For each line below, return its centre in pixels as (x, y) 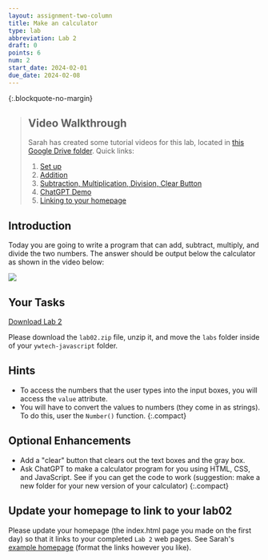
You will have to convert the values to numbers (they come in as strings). (140, 407)
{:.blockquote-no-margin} (51, 98)
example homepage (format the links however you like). (100, 547)
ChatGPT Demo (66, 192)
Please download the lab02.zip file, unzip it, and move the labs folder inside (134, 337)
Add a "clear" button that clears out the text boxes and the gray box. (132, 460)
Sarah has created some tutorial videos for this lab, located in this (136, 143)
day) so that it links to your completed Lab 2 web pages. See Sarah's (121, 538)
